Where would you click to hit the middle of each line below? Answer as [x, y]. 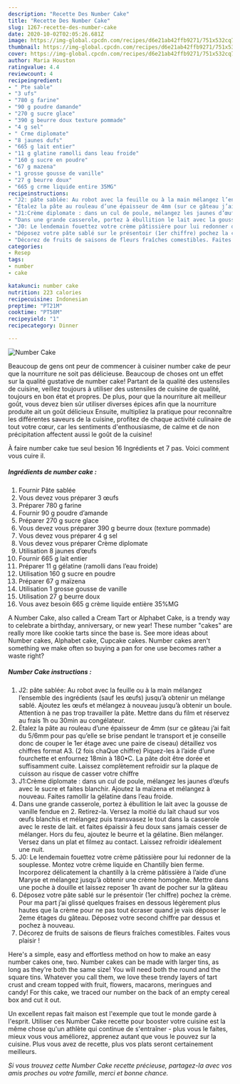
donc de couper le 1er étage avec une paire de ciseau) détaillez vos [118, 743]
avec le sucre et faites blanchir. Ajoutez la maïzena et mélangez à [114, 788]
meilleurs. [22, 1051]
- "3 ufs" [23, 94]
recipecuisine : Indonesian [48, 299]
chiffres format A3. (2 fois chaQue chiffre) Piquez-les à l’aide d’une [116, 751]
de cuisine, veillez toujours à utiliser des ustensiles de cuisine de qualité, [115, 388]
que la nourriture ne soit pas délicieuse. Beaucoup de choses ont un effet [116, 373]
